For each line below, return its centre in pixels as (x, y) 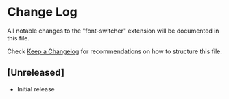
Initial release (36, 89)
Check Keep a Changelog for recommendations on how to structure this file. (115, 51)
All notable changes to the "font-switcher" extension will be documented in (113, 31)
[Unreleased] (36, 73)
